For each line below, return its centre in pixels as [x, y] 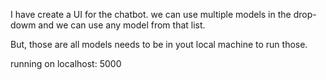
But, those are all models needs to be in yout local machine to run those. [159, 44]
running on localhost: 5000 [66, 63]
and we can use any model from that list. [122, 25]
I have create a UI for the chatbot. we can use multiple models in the [151, 14]
